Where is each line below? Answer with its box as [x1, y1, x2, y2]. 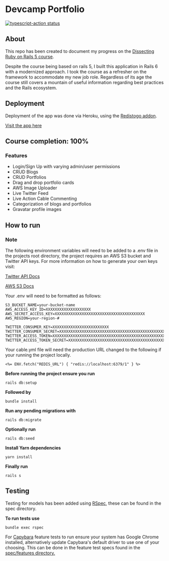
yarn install [5, 454, 33, 459]
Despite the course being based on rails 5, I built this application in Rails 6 [5, 63, 158, 69]
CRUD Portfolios [12, 174, 47, 180]
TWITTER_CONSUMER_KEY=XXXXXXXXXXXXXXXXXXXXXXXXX [5, 324, 109, 329]
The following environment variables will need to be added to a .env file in [5, 247, 158, 253]
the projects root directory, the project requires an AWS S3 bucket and [5, 253, 151, 259]
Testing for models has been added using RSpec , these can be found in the [5, 500, 161, 506]
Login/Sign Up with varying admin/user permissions [12, 164, 120, 170]
